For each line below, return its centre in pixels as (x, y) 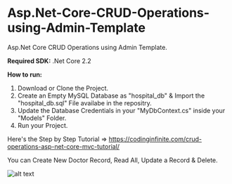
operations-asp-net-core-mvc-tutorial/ (64, 146)
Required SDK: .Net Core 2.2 (49, 60)
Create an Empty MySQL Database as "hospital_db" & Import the (111, 96)
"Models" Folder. (42, 118)
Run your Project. (43, 125)
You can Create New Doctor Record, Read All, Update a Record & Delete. (112, 160)
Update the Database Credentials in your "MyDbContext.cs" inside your (121, 110)
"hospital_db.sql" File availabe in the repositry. (85, 103)
